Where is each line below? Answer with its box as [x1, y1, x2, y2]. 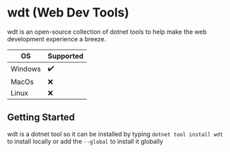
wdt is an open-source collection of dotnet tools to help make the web [7, 28, 207, 36]
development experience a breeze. [7, 34, 106, 43]
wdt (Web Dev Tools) [7, 5, 130, 21]
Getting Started [7, 111, 75, 123]
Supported [47, 51, 84, 61]
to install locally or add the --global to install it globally [7, 137, 164, 145]
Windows [10, 64, 41, 74]
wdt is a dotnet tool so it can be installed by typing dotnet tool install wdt [7, 129, 223, 138]
